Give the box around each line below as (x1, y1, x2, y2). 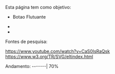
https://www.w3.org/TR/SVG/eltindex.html (5, 53, 94, 59)
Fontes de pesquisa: (5, 38, 48, 44)
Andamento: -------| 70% (5, 63, 59, 69)
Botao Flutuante (12, 14, 46, 19)
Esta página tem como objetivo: (5, 4, 71, 10)
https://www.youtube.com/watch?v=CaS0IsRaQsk (5, 48, 110, 54)
